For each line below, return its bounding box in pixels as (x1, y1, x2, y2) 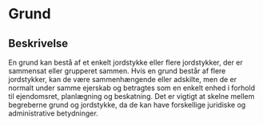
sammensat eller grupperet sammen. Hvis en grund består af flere (8, 66, 226, 76)
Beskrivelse (8, 37, 69, 50)
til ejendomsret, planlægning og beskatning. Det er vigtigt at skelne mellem (8, 92, 255, 100)
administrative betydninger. (8, 108, 98, 118)
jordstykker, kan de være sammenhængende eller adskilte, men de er (8, 75, 237, 84)
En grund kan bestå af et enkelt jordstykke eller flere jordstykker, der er (8, 57, 244, 67)
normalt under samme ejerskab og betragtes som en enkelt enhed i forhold (8, 83, 256, 93)
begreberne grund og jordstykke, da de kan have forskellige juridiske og (8, 100, 246, 109)
